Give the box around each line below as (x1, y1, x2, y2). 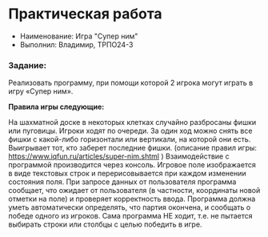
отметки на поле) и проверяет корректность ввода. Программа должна (8, 194, 256, 204)
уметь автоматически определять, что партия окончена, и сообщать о (8, 203, 251, 212)
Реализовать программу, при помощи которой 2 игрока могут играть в (8, 78, 254, 88)
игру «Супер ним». (8, 86, 74, 96)
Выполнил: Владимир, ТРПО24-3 (19, 39, 134, 49)
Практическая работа (8, 5, 162, 23)
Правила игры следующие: (8, 102, 105, 112)
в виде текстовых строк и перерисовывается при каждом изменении (8, 169, 246, 179)
